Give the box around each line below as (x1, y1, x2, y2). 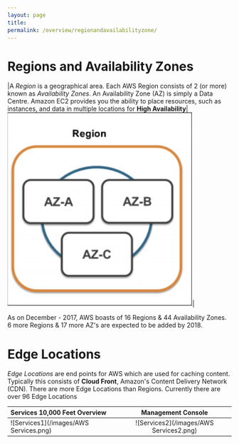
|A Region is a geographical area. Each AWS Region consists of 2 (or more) (7, 82, 228, 91)
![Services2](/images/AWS (134, 418, 214, 427)
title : (7, 19, 27, 26)
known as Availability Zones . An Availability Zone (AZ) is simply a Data (7, 89, 213, 98)
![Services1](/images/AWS (10, 418, 89, 427)
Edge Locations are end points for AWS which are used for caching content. (7, 370, 230, 378)
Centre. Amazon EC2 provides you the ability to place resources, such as (7, 97, 222, 106)
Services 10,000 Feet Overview (10, 408, 107, 417)
